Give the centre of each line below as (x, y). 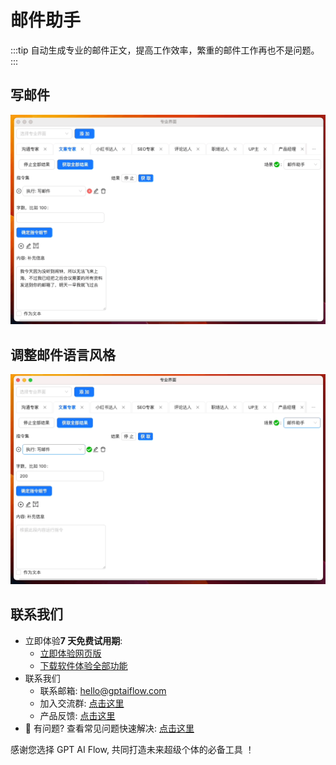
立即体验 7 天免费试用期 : (73, 640)
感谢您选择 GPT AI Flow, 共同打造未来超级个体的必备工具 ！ (132, 749)
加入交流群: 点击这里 (82, 703)
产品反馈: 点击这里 (77, 715)
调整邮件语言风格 (63, 354)
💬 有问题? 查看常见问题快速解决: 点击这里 (109, 728)
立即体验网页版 (70, 653)
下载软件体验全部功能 (83, 665)
